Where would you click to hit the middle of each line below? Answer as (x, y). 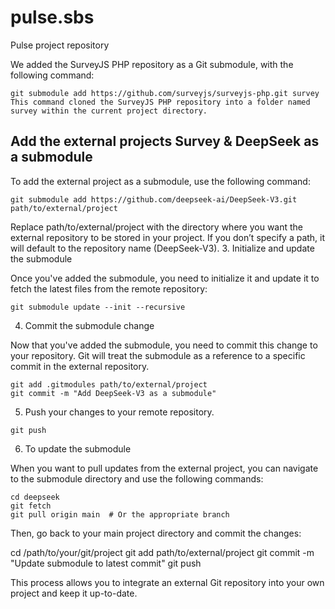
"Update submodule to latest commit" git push (106, 563)
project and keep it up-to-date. (74, 593)
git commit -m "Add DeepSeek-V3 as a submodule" (113, 393)
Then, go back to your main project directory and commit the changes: (156, 533)
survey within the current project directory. (109, 111)
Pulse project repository (60, 45)
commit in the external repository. (80, 366)
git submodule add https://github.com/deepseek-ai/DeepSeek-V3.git (154, 199)
